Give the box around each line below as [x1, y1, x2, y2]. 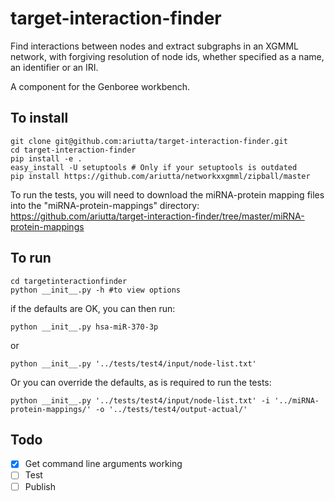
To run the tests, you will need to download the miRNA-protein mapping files [10, 188, 325, 201]
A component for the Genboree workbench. [10, 80, 191, 92]
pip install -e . [10, 153, 83, 164]
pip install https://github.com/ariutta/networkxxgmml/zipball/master [10, 171, 311, 181]
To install [10, 110, 69, 127]
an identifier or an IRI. [10, 61, 99, 73]
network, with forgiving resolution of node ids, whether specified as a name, [10, 50, 325, 62]
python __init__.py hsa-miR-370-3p [10, 322, 159, 332]
